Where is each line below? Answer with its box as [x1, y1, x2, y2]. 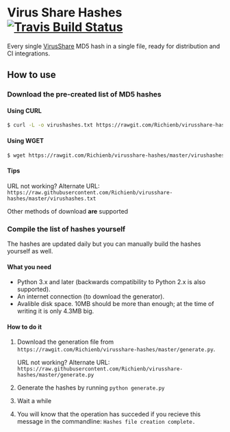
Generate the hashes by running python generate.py [16, 383, 166, 392]
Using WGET [7, 136, 44, 144]
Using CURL [7, 106, 42, 114]
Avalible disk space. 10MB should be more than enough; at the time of [16, 300, 214, 308]
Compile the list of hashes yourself [7, 224, 126, 233]
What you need [7, 262, 51, 271]
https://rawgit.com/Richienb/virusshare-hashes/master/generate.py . [16, 345, 216, 353]
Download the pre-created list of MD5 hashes [7, 90, 162, 99]
